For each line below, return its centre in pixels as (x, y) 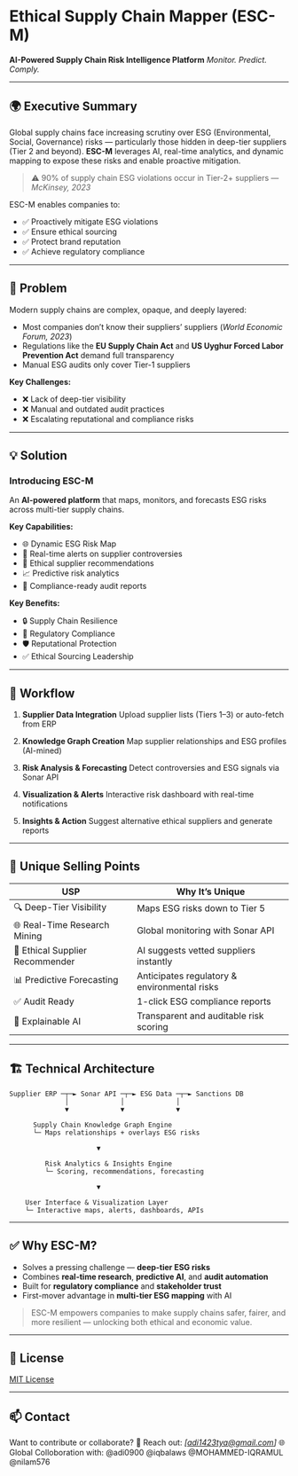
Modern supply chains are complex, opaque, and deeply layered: (128, 310)
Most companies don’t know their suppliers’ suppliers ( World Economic (153, 326)
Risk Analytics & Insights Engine (109, 1164)
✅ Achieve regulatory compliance (83, 251)
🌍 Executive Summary (73, 107)
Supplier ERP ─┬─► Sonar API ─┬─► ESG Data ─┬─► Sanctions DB (126, 1094)
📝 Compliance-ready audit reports (84, 586)
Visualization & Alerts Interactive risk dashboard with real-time (138, 795)
